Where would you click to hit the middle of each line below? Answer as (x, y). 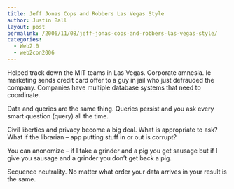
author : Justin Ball (37, 20)
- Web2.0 (26, 46)
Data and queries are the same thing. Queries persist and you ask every (111, 108)
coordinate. (24, 94)
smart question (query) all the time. (58, 115)
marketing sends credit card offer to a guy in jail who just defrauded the (111, 80)
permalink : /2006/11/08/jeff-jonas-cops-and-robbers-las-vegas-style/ (112, 33)
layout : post (26, 27)
